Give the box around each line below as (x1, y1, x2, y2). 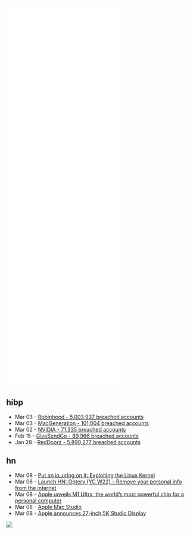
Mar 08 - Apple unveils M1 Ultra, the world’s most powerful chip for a (14, 491, 185, 498)
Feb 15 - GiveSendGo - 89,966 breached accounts (14, 432, 139, 439)
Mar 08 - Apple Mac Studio (14, 503, 82, 510)
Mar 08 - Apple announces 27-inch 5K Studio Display (14, 510, 147, 517)
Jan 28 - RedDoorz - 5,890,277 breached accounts (14, 438, 141, 445)
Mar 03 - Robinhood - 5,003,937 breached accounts (14, 413, 144, 420)
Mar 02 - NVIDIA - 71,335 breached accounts (14, 426, 126, 433)
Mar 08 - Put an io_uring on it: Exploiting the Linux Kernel (14, 471, 155, 479)
